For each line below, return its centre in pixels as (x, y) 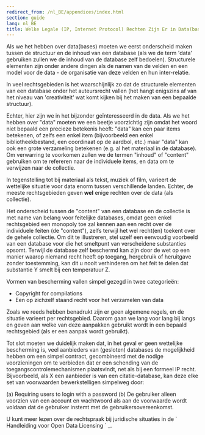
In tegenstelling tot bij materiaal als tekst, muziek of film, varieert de (92, 180)
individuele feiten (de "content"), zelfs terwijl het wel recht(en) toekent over (101, 231)
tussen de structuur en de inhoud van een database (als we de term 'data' (99, 53)
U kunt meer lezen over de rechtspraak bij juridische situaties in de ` (92, 419)
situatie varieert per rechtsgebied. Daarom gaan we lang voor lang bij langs (101, 319)
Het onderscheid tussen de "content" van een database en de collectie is (98, 211)
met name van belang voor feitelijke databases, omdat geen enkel (89, 217)
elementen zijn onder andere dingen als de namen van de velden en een (97, 66)
